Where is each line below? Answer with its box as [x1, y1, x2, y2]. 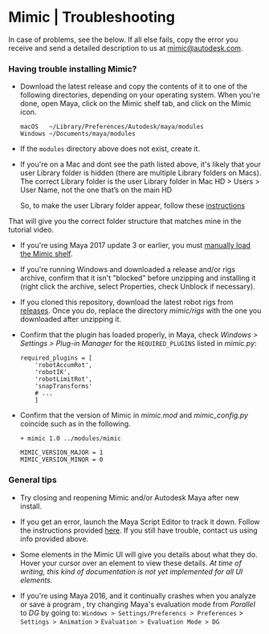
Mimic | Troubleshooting [8, 8, 175, 27]
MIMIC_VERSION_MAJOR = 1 [19, 449, 104, 457]
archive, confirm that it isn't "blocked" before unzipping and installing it [19, 274, 256, 283]
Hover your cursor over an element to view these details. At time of [19, 558, 243, 567]
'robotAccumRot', [35, 361, 92, 369]
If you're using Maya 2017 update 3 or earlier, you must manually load [19, 241, 251, 250]
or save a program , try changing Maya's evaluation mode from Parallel [19, 599, 255, 609]
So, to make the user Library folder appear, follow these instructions [19, 201, 246, 211]
